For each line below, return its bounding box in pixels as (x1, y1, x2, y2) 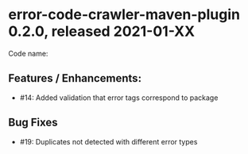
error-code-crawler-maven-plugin (8, 6, 241, 24)
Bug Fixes (8, 116, 58, 129)
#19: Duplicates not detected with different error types (19, 137, 198, 146)
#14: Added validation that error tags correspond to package (19, 93, 219, 102)
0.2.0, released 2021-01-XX (8, 22, 196, 40)
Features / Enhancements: (8, 71, 141, 85)
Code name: (8, 48, 48, 58)
